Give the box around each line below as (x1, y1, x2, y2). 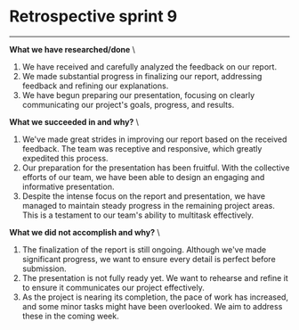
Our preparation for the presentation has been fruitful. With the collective (21, 162, 290, 173)
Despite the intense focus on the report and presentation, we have (21, 190, 265, 202)
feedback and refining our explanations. (21, 80, 169, 91)
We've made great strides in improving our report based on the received (21, 134, 287, 144)
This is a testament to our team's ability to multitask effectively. (21, 210, 254, 220)
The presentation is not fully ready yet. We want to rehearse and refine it (21, 272, 289, 283)
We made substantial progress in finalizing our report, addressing (21, 70, 263, 81)
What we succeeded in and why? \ (9, 116, 140, 127)
